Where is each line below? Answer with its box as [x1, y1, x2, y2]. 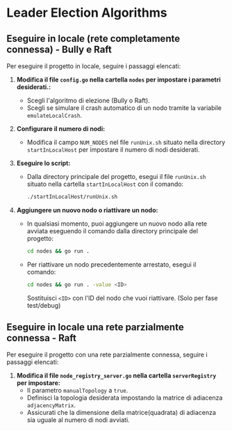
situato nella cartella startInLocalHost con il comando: [26, 180, 184, 188]
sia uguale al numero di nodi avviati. [26, 416, 130, 424]
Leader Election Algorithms [6, 5, 167, 21]
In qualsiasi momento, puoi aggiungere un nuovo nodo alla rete [26, 219, 208, 228]
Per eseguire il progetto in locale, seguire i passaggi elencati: [6, 62, 181, 70]
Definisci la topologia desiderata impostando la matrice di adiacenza [26, 393, 223, 402]
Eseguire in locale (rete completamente [6, 33, 181, 45]
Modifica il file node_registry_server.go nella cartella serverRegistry [16, 371, 217, 380]
